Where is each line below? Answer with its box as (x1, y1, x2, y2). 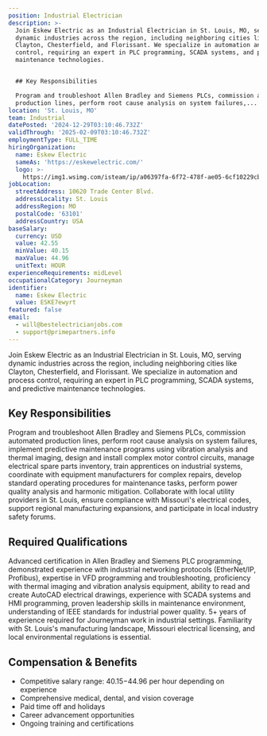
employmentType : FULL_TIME (8, 136, 98, 144)
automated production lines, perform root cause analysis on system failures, (8, 436, 258, 446)
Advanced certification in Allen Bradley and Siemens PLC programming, (8, 556, 244, 566)
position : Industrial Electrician (8, 11, 123, 20)
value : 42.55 (15, 239, 59, 247)
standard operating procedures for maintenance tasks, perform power (8, 478, 238, 488)
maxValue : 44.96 (15, 254, 69, 262)
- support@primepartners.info (15, 327, 115, 336)
